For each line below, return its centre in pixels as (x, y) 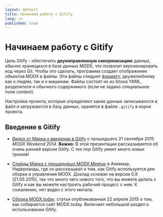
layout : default (21, 10)
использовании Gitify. (35, 209)
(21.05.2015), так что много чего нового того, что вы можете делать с (84, 179)
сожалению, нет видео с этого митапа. (53, 190)
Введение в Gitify (33, 127)
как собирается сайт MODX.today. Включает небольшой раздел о (81, 204)
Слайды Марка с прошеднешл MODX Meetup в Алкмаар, (71, 164)
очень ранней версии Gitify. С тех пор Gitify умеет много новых (78, 149)
